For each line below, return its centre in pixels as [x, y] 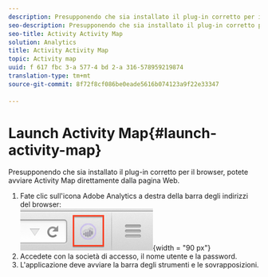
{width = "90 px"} [182, 248]
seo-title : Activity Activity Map [66, 34]
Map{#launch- [167, 133]
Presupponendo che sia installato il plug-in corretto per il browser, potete [128, 172]
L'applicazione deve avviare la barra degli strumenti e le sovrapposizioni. [139, 265]
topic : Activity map [43, 59]
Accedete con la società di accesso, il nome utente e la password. [128, 256]
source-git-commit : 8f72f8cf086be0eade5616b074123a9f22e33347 [114, 84]
